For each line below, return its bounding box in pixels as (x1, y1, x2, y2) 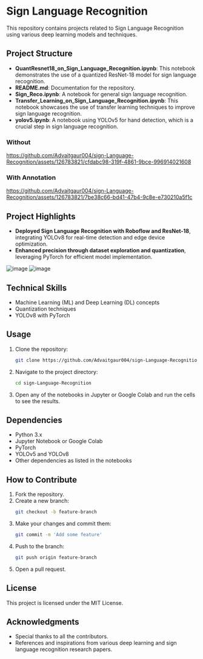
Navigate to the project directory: (15, 368, 98, 375)
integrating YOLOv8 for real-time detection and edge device (15, 234, 165, 241)
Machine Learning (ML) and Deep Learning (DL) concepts (15, 298, 160, 306)
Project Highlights (6, 211, 76, 221)
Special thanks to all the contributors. (15, 633, 108, 640)
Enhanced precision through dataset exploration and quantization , (15, 247, 186, 254)
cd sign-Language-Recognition (15, 380, 92, 386)
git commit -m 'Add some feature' (15, 532, 102, 538)
